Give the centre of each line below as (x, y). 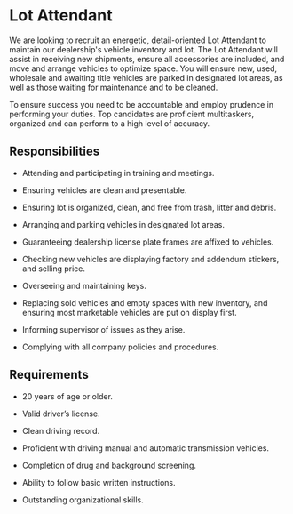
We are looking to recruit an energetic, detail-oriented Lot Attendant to (138, 40)
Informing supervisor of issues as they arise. (103, 329)
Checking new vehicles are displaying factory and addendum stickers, (150, 259)
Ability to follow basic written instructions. (99, 482)
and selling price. (54, 269)
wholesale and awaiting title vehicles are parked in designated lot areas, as (146, 77)
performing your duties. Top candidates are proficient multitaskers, (132, 114)
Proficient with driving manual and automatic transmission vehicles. (145, 448)
